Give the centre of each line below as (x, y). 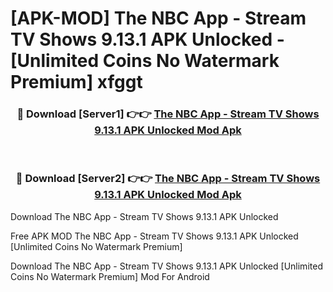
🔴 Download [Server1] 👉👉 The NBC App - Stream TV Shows (168, 114)
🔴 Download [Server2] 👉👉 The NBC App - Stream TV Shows (168, 179)
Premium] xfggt (76, 82)
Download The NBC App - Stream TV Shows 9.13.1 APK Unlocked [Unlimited (166, 266)
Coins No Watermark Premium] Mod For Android (110, 276)
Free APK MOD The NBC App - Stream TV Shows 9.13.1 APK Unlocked (154, 236)
